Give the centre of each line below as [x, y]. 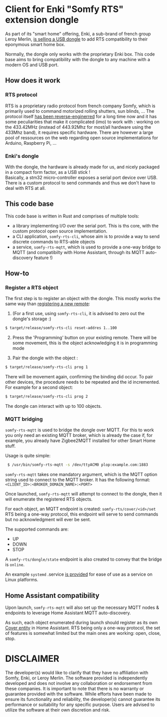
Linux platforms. [22, 580]
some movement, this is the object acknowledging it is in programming [85, 343]
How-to [17, 273]
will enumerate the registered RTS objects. [49, 499]
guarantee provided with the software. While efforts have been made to [79, 694]
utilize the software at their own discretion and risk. [58, 709]
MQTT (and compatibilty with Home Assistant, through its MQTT [78, 252]
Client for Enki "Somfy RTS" [64, 9]
